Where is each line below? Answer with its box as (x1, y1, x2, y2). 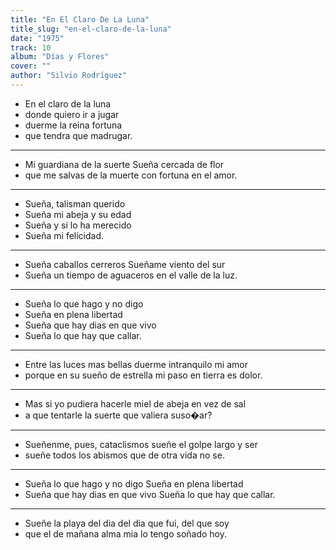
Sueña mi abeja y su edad (24, 208, 132, 220)
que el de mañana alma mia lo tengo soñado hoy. (24, 527, 228, 540)
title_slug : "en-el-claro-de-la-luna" (10, 24, 172, 34)
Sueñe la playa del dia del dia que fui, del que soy (24, 517, 230, 529)
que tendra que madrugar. (24, 129, 133, 141)
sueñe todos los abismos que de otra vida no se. (24, 449, 225, 461)
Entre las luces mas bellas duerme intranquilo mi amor (24, 358, 248, 370)
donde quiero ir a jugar (24, 108, 120, 120)
